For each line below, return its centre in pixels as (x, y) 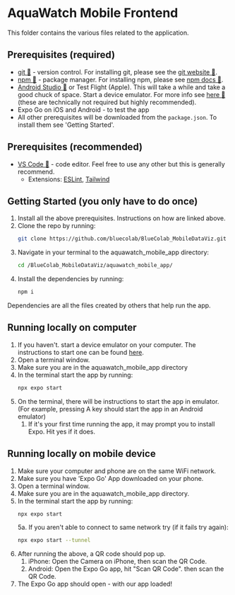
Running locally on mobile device (82, 454)
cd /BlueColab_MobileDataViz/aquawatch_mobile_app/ (95, 266)
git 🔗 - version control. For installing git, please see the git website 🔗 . (117, 72)
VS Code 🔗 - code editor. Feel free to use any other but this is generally (121, 164)
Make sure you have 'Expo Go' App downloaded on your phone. (110, 478)
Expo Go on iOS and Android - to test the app (83, 109)
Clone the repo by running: (56, 226)
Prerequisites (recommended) (75, 147)
